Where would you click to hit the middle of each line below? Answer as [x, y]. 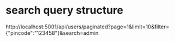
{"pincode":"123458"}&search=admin [52, 33]
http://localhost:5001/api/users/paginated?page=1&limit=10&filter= [87, 27]
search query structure [64, 10]
